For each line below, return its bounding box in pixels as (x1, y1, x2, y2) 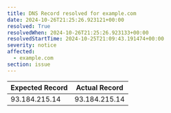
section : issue (7, 61, 51, 68)
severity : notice (7, 42, 57, 49)
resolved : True (7, 23, 51, 29)
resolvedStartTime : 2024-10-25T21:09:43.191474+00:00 (7, 36, 165, 42)
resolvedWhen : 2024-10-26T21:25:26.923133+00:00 (7, 29, 149, 36)
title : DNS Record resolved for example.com (7, 10, 137, 17)
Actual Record (76, 83, 124, 92)
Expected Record (10, 83, 68, 92)
